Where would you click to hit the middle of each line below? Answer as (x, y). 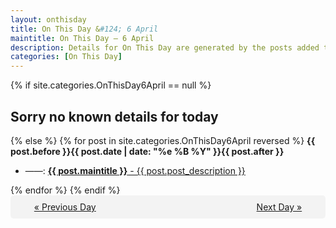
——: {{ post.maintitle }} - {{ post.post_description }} (135, 170)
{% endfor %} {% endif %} (65, 190)
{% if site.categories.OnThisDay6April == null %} (111, 85)
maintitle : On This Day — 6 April (82, 38)
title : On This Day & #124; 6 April (84, 29)
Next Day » (279, 207)
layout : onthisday (48, 19)
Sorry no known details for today (114, 116)
